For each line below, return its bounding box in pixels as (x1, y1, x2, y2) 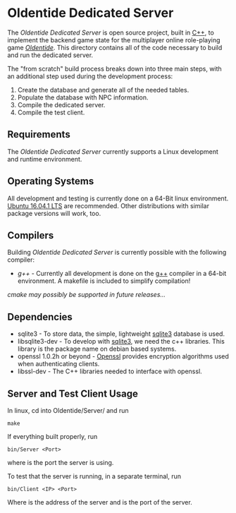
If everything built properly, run (7, 433, 98, 440)
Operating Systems (7, 175, 94, 188)
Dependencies (7, 310, 73, 322)
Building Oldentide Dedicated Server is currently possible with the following (7, 248, 227, 257)
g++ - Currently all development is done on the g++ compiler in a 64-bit (17, 270, 227, 278)
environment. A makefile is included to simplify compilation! (17, 277, 191, 285)
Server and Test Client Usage (7, 387, 139, 399)
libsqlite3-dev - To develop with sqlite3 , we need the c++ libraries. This (17, 337, 225, 346)
